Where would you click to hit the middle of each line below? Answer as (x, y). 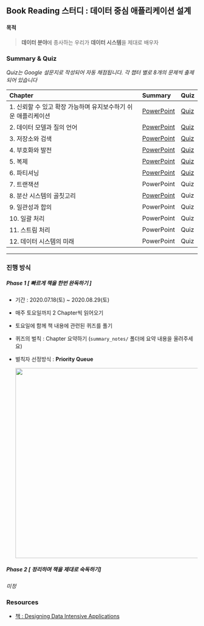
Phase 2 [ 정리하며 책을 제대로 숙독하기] (54, 569)
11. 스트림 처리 (30, 230)
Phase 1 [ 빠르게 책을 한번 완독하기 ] (49, 283)
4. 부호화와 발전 (31, 150)
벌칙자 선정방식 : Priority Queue (54, 359)
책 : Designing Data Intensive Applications (67, 616)
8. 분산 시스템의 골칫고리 (42, 195)
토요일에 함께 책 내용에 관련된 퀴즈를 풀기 (64, 325)
